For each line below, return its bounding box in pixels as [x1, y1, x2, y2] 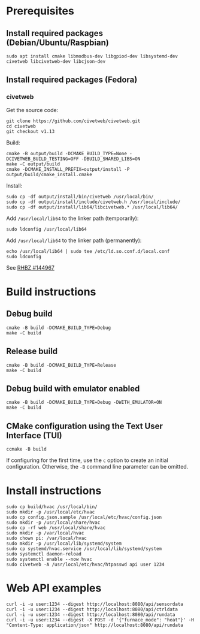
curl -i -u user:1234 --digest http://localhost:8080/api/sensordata [6, 601, 184, 607]
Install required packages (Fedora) [6, 75, 138, 85]
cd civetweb [6, 123, 36, 129]
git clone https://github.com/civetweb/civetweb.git [6, 118, 141, 124]
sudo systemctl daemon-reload [6, 551, 82, 557]
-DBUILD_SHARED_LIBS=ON [81, 156, 141, 162]
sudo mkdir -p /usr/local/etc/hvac [6, 509, 95, 515]
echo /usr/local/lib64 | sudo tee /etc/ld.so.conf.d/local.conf [6, 248, 170, 254]
